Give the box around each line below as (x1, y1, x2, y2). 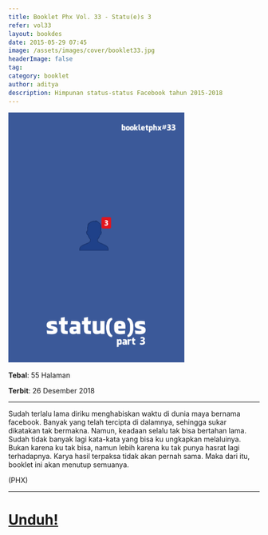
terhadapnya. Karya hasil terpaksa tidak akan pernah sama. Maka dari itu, (8, 451, 250, 461)
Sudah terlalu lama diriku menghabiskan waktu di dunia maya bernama (8, 409, 241, 418)
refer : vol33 (8, 21, 52, 30)
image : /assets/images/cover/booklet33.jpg (8, 46, 156, 55)
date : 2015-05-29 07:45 (8, 38, 88, 46)
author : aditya (8, 80, 59, 88)
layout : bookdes (8, 30, 62, 38)
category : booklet (8, 72, 69, 80)
